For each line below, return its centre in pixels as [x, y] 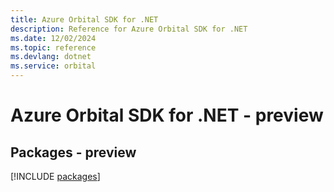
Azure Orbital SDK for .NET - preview [167, 115]
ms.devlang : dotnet [51, 57]
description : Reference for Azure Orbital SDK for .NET [129, 29]
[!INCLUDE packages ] [55, 176]
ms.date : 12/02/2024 [53, 38]
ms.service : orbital [53, 66]
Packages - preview [73, 152]
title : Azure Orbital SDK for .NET [84, 19]
